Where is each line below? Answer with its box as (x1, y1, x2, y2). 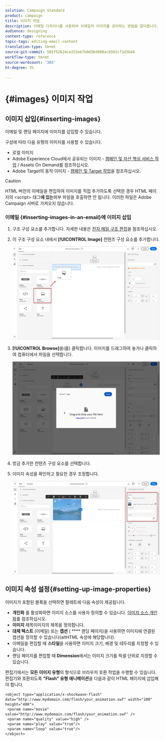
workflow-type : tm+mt (5, 55, 50, 60)
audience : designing (5, 29, 48, 34)
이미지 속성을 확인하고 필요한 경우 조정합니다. (12, 471, 99, 477)
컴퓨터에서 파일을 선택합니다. (17, 352, 73, 357)
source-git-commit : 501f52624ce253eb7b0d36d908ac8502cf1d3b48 (5, 49, 135, 54)
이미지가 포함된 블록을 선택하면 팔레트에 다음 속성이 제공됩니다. (5, 599, 126, 605)
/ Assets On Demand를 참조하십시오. (17, 162, 90, 168)
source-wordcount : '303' (5, 60, 56, 65)
